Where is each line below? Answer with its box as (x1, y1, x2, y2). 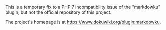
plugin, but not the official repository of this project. (5, 9, 112, 15)
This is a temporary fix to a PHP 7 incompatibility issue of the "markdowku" (5, 4, 161, 10)
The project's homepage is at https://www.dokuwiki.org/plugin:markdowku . (5, 19, 161, 25)
